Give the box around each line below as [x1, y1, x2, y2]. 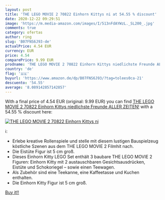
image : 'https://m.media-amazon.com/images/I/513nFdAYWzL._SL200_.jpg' [5, 21, 155, 26]
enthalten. [12, 174, 33, 180]
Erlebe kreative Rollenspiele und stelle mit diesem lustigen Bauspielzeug [12, 138, 159, 144]
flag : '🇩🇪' [5, 71, 29, 76]
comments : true [5, 26, 36, 30]
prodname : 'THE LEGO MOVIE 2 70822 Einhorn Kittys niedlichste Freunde [5, 62, 155, 67]
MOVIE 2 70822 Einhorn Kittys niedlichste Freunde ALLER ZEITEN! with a [5, 104, 153, 110]
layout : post [5, 7, 32, 12]
